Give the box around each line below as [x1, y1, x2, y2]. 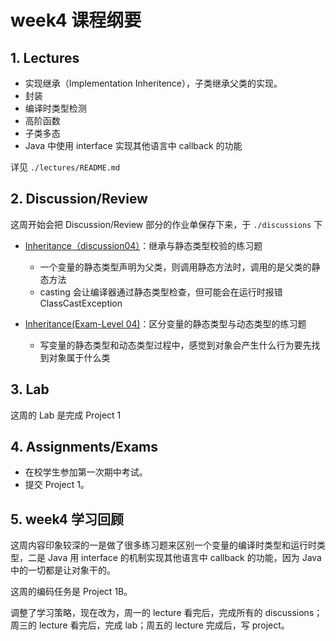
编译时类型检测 [24, 102, 87, 114]
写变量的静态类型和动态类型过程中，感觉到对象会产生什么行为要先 [39, 339, 312, 351]
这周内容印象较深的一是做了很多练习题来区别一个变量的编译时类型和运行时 [10, 539, 317, 551]
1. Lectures [10, 49, 80, 66]
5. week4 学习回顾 [10, 511, 124, 528]
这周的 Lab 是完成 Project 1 [10, 409, 122, 421]
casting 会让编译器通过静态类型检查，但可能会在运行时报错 [39, 286, 283, 298]
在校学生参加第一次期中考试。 [24, 466, 148, 478]
